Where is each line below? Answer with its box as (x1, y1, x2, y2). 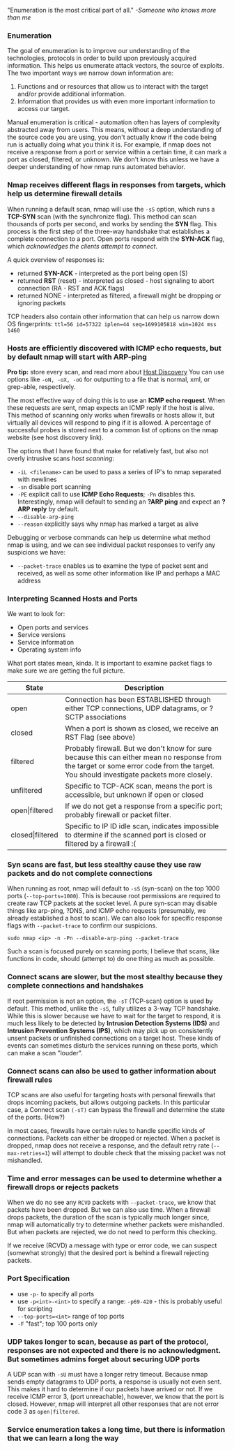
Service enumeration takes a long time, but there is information (7, 1424, 226, 1434)
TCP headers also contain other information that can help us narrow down (7, 312, 219, 321)
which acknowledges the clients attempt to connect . (7, 242, 158, 250)
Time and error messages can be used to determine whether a (7, 1173, 222, 1183)
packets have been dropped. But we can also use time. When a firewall (7, 1206, 211, 1214)
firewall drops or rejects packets (7, 1182, 119, 1192)
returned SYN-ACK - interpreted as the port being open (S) (17, 269, 188, 277)
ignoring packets (17, 298, 66, 307)
